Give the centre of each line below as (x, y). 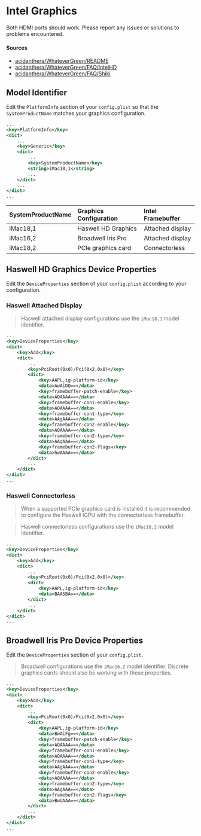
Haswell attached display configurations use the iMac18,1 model (100, 319)
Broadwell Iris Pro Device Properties (75, 640)
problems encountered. (35, 33)
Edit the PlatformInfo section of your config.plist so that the (82, 106)
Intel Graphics (42, 11)
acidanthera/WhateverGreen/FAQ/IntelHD (66, 68)
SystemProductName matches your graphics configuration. (76, 113)
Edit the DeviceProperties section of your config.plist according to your (96, 284)
